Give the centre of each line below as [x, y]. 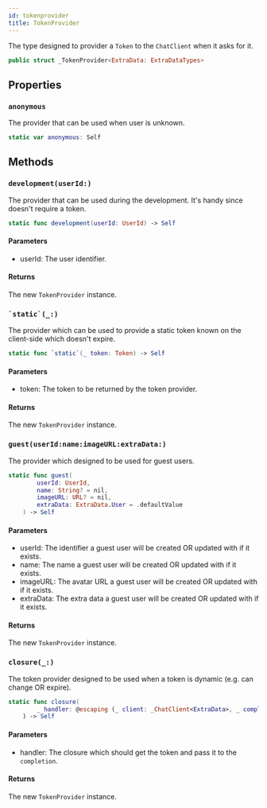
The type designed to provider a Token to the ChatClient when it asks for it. [131, 45]
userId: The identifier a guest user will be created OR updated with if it [135, 548]
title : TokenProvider [44, 23]
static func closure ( [44, 702]
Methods [31, 162]
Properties [35, 85]
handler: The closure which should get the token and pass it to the [128, 752]
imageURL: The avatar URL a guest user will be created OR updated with [139, 582]
